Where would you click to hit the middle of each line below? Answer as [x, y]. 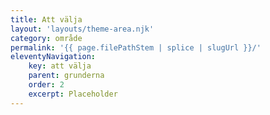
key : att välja [60, 66]
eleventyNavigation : [53, 57]
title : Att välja [46, 19]
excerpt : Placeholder [73, 94]
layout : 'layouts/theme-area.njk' [82, 29]
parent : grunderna [66, 76]
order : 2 [46, 85]
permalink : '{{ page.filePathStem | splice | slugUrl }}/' [136, 47]
